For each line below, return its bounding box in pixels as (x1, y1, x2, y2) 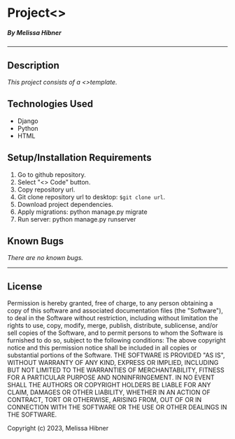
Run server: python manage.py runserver (17, 215, 136, 223)
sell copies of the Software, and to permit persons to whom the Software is (7, 329, 224, 337)
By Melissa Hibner (7, 28, 62, 36)
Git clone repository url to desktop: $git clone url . (17, 192, 166, 201)
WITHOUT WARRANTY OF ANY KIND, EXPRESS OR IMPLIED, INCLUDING (7, 359, 219, 367)
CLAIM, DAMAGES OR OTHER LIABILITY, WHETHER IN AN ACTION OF (7, 388, 211, 396)
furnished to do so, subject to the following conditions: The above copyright (7, 336, 226, 345)
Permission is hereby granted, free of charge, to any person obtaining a (7, 299, 213, 308)
